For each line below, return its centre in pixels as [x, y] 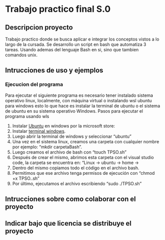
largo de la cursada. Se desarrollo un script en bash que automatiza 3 [76, 44]
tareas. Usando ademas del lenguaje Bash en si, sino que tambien [72, 50]
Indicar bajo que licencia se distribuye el [68, 223]
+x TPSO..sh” [26, 178]
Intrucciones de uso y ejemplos [54, 70]
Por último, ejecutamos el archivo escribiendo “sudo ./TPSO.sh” [77, 183]
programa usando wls [27, 116]
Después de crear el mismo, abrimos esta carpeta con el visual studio [83, 157]
